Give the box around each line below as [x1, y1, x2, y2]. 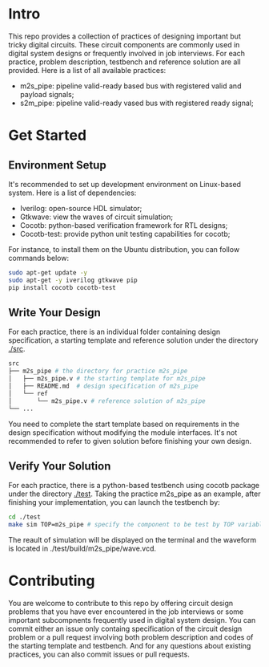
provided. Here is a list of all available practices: [8, 65, 167, 75]
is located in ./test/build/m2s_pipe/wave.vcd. [8, 543, 157, 554]
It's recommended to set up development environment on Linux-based [8, 179, 242, 189]
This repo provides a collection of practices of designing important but [8, 31, 242, 41]
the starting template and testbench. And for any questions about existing [8, 641, 251, 650]
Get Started [8, 126, 86, 144]
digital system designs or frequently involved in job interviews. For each [8, 48, 246, 58]
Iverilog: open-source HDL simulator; [19, 203, 143, 213]
